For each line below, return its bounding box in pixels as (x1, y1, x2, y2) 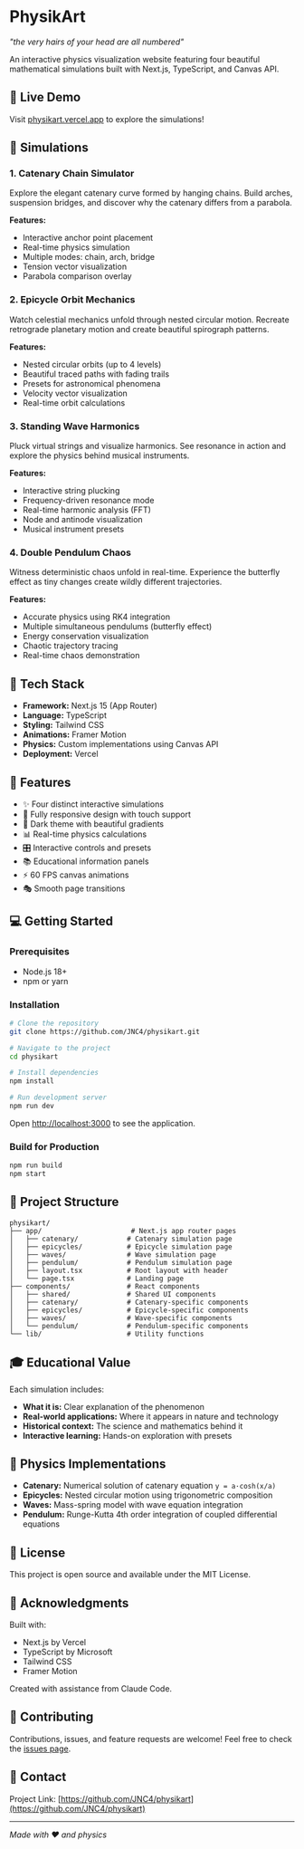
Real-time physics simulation (22, 242, 130, 253)
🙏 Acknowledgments (9, 1595, 129, 1611)
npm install (9, 1077, 54, 1086)
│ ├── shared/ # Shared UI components (9, 1289, 217, 1298)
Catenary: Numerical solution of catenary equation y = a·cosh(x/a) (22, 1480, 277, 1491)
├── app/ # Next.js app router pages (9, 1226, 237, 1235)
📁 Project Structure (9, 1194, 119, 1210)
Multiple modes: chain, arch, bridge (22, 252, 156, 263)
